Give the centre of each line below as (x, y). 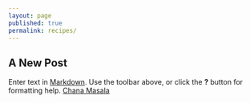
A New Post (38, 63)
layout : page (30, 16)
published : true (35, 23)
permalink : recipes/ (43, 30)
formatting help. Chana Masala (59, 91)
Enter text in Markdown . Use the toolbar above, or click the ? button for (125, 82)
